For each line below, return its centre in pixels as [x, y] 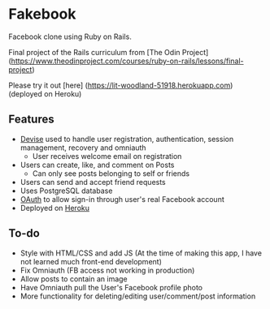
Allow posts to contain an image [74, 279]
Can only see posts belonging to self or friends [111, 173]
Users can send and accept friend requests [93, 182]
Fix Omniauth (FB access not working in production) [107, 270]
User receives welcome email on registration [107, 156]
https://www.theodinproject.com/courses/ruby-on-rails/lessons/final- [127, 61]
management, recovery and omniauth [83, 148]
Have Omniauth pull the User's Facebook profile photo [111, 287]
